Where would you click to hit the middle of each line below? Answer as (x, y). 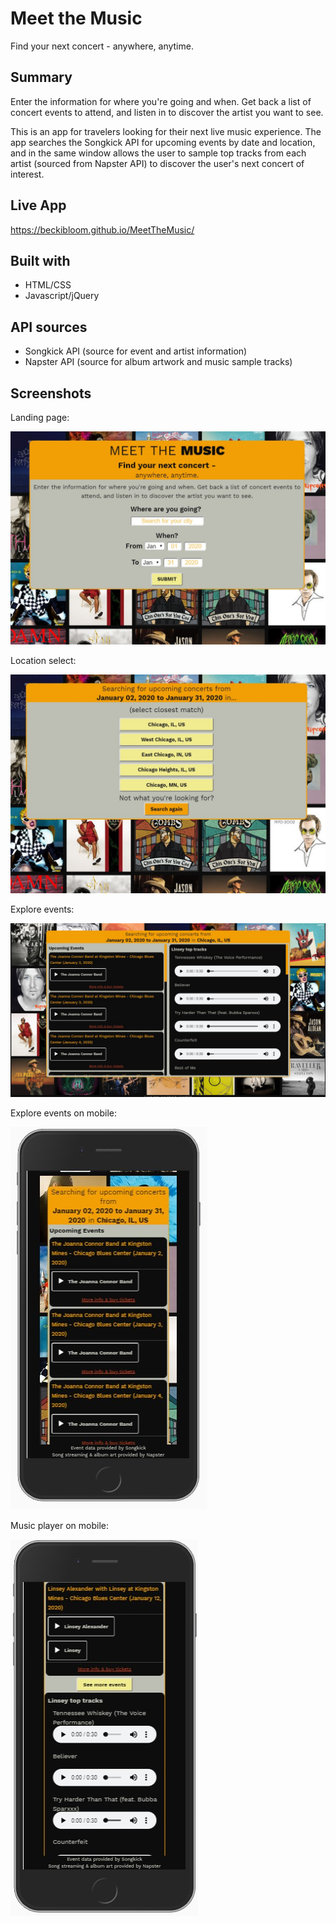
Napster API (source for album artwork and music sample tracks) (158, 362)
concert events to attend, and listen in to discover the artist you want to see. (167, 112)
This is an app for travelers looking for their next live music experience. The (166, 131)
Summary (41, 77)
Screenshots (51, 393)
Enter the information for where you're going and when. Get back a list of (161, 101)
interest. (27, 174)
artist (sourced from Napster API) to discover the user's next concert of (157, 163)
